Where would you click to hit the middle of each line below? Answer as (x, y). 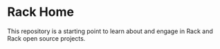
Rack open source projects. (46, 38)
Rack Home (41, 12)
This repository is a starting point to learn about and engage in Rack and (110, 31)
